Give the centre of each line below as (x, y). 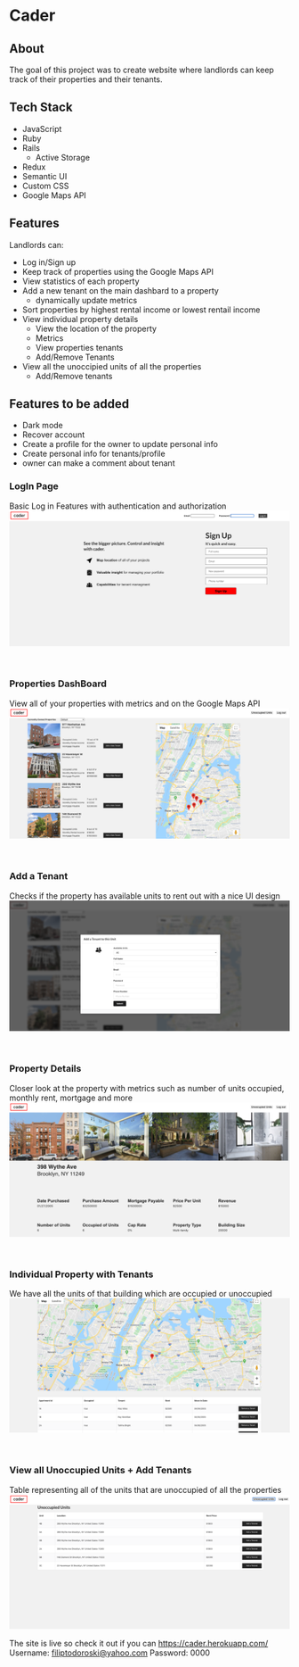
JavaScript (42, 129)
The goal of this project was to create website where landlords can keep (141, 70)
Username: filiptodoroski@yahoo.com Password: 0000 (110, 1653)
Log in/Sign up (49, 262)
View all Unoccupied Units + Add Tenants (101, 1471)
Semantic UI (44, 176)
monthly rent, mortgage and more (71, 1098)
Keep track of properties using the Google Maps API (117, 271)
